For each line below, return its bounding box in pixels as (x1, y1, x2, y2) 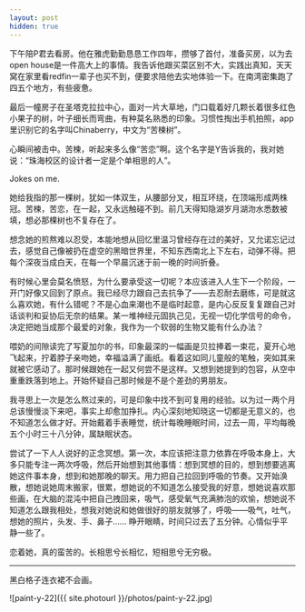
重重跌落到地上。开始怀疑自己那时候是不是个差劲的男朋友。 (9, 375, 232, 386)
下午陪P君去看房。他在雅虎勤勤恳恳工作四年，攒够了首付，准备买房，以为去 (9, 47, 293, 59)
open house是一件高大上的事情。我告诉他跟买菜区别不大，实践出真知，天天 (9, 59, 292, 70)
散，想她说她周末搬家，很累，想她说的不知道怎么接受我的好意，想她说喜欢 (9, 481, 288, 492)
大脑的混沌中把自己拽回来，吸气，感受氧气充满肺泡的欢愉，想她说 (40, 493, 288, 504)
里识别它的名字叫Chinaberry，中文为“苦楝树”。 (9, 124, 186, 135)
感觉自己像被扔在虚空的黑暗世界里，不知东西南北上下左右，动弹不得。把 (25, 245, 296, 256)
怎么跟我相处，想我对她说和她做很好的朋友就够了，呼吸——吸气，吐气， (25, 504, 296, 515)
